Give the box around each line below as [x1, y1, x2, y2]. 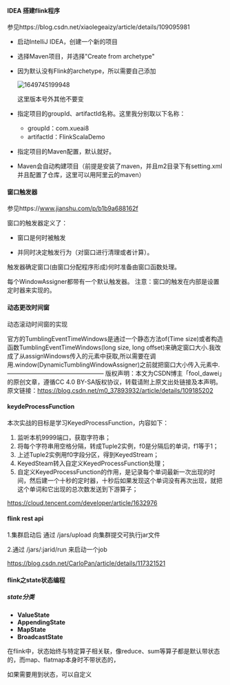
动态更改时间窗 [7, 303, 50, 311]
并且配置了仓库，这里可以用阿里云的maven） [17, 171, 145, 179]
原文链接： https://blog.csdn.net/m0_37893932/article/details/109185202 [7, 386, 213, 394]
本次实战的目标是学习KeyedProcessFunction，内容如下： [7, 418, 169, 427]
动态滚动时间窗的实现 [7, 320, 67, 328]
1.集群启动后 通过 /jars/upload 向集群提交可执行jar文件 [7, 531, 160, 539]
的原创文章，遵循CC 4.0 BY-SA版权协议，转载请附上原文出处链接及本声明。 [7, 378, 222, 386]
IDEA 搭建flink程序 [7, 6, 61, 14]
